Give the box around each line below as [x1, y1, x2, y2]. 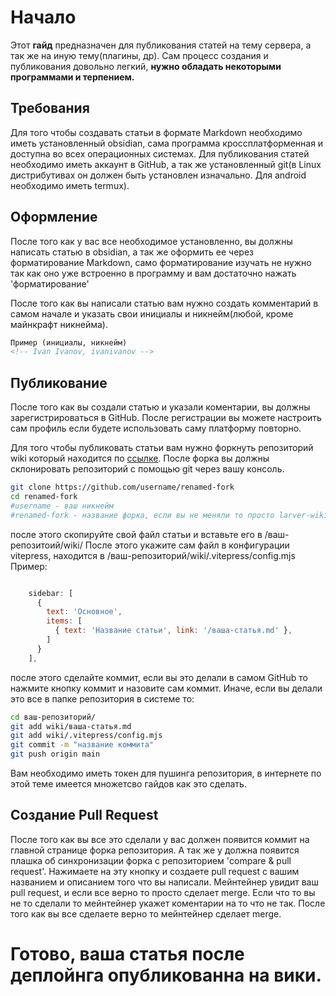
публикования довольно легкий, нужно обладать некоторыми [10, 60, 282, 72]
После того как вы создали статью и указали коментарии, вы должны [10, 401, 311, 413]
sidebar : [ [28, 588, 74, 598]
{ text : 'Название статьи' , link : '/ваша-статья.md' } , [54, 626, 293, 636]
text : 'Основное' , [46, 607, 123, 617]
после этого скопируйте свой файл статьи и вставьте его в [10, 528, 263, 540]
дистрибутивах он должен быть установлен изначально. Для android [10, 169, 307, 181]
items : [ [46, 616, 83, 626]
